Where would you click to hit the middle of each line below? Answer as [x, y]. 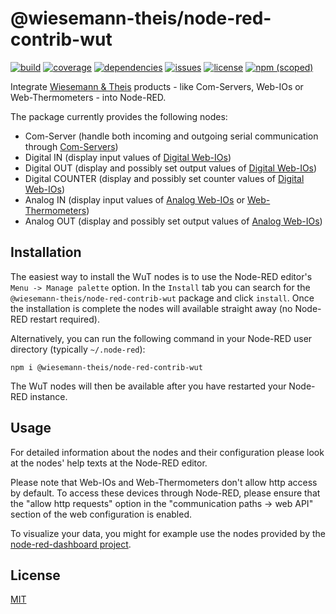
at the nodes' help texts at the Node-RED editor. [109, 463]
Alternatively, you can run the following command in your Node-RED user [161, 338]
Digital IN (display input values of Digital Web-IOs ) [128, 157]
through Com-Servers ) [71, 146]
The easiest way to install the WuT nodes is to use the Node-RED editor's [161, 276]
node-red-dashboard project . [71, 544]
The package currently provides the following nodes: [119, 116]
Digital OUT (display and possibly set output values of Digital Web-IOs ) [171, 168]
